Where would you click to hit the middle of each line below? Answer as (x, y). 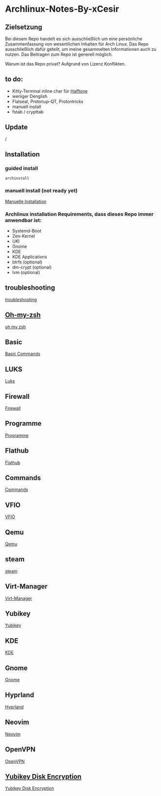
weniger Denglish (30, 96)
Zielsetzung (24, 27)
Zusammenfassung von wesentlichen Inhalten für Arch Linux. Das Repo (77, 44)
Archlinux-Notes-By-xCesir (62, 9)
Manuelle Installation (26, 201)
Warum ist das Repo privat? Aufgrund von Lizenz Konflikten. (65, 64)
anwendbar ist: (23, 220)
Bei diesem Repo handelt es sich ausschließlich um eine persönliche (74, 39)
